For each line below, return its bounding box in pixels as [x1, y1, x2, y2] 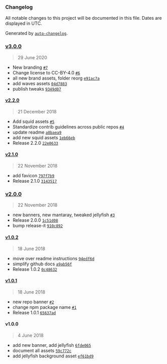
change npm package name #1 [12, 304, 77, 310]
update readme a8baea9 [12, 129, 62, 135]
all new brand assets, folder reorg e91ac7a [12, 75, 100, 81]
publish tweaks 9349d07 [12, 86, 62, 92]
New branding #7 [12, 64, 48, 70]
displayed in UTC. [5, 20, 42, 26]
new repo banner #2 [12, 299, 54, 305]
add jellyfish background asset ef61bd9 [12, 353, 94, 359]
